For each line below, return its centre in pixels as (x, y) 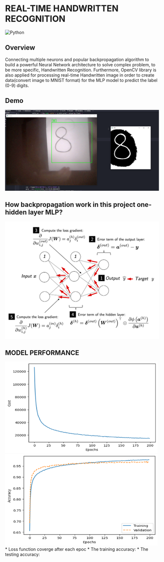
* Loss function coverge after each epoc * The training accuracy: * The (77, 549)
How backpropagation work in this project (70, 205)
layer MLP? (45, 212)
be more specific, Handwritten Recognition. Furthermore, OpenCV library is (81, 70)
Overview (20, 48)
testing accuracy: (22, 555)
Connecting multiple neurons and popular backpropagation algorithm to (77, 60)
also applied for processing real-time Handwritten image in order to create (80, 75)
